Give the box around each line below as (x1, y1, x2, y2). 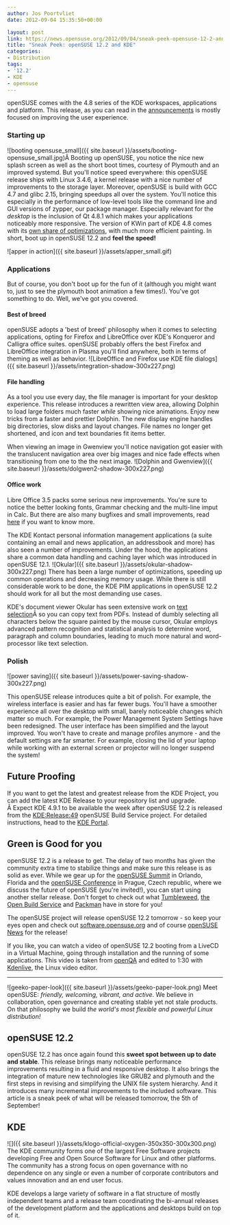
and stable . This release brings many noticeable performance (7, 1057, 182, 1066)
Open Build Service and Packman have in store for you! (7, 900, 163, 908)
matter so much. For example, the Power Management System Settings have (7, 714, 223, 722)
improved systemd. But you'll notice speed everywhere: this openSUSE (7, 168, 208, 176)
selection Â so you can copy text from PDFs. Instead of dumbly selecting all (7, 609, 219, 618)
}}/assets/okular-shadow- (119, 560, 193, 568)
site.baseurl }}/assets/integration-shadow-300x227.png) (16, 362, 176, 370)
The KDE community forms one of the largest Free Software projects (7, 1147, 201, 1155)
